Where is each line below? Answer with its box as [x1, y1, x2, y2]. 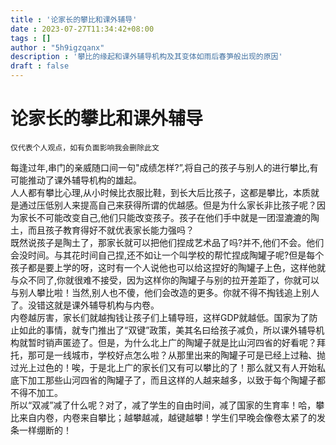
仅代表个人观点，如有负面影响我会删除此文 [10, 142, 160, 153]
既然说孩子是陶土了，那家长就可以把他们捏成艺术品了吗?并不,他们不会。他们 [10, 236, 325, 248]
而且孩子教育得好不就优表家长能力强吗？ [27, 224, 195, 236]
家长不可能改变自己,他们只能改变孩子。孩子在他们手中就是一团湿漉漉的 [18, 211, 312, 223]
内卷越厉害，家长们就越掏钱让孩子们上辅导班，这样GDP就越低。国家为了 [10, 311, 310, 323]
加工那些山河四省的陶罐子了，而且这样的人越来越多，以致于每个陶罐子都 [27, 374, 326, 386]
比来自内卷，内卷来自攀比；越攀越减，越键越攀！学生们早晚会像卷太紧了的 [10, 411, 317, 423]
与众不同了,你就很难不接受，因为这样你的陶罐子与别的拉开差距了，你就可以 [10, 274, 320, 286]
